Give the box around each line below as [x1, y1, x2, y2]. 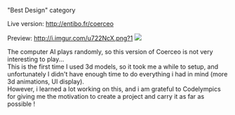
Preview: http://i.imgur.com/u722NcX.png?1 [7, 34, 133, 42]
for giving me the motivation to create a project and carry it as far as [7, 93, 205, 100]
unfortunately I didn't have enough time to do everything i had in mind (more [7, 70, 228, 78]
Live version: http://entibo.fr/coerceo [7, 20, 114, 27]
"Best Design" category [7, 6, 76, 14]
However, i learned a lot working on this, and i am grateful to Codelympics [7, 85, 221, 93]
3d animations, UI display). [7, 77, 84, 86]
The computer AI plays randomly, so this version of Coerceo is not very [7, 48, 213, 55]
